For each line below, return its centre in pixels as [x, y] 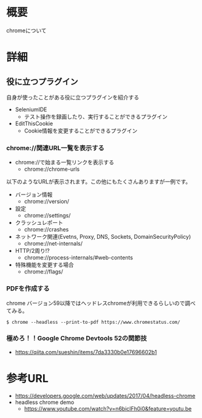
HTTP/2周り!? [32, 251]
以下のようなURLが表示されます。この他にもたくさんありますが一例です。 [99, 182]
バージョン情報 [34, 194]
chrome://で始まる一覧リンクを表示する [65, 162]
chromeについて [26, 30]
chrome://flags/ [44, 272]
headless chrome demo [45, 402]
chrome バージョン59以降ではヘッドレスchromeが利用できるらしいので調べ [101, 303]
